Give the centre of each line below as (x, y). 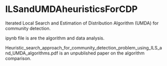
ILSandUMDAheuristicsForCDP (71, 9)
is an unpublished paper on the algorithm (102, 53)
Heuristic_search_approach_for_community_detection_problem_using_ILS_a (84, 47)
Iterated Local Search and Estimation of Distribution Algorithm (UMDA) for (82, 23)
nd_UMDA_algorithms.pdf (32, 53)
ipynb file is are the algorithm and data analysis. (55, 38)
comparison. (18, 58)
